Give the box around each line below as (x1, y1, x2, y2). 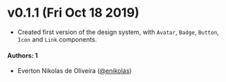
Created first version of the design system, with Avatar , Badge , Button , (17, 28, 220, 36)
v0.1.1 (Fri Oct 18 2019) (7, 5, 140, 21)
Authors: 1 (7, 51, 39, 60)
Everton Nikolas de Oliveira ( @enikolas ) (17, 67, 132, 75)
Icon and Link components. (17, 35, 97, 43)
